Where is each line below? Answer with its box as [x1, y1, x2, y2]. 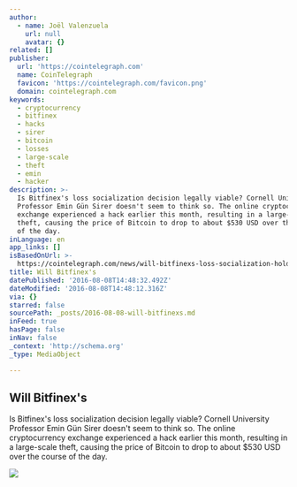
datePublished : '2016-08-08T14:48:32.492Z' [9, 276, 172, 285]
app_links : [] [9, 243, 62, 252]
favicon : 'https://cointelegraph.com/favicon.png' [17, 79, 208, 88]
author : [9, 12, 38, 22]
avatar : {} [25, 37, 65, 47]
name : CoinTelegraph [17, 71, 93, 80]
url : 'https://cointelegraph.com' [17, 63, 144, 72]
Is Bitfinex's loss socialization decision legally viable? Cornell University [9, 414, 270, 424]
